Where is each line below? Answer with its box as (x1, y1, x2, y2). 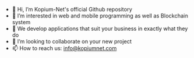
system (12, 19, 31, 25)
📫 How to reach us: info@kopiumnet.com (12, 45, 117, 51)
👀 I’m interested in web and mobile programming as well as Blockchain (12, 12, 189, 19)
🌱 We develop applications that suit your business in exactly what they (12, 25, 188, 32)
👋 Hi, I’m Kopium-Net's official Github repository (12, 6, 132, 13)
